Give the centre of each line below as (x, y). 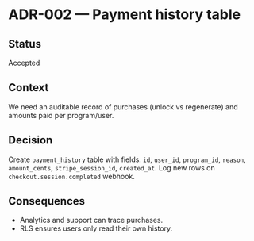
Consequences (47, 201)
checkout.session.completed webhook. (71, 176)
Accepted (24, 63)
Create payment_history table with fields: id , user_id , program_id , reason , (127, 159)
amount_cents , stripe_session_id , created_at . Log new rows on (112, 167)
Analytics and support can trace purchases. (91, 220)
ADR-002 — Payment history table (124, 15)
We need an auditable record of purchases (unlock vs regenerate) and (123, 107)
